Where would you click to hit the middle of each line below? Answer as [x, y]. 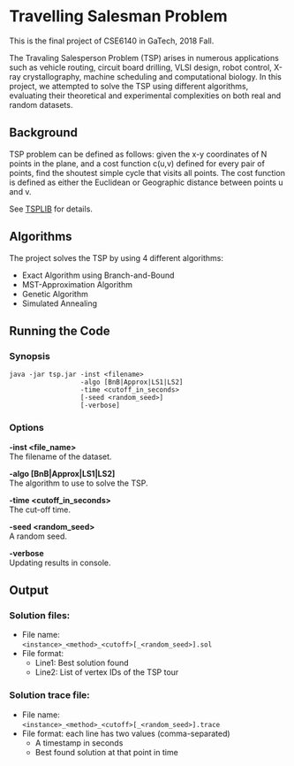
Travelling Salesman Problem [118, 16]
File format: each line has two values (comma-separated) [126, 733]
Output [29, 590]
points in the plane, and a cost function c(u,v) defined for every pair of [137, 163]
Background [43, 133]
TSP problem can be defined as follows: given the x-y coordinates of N [138, 154]
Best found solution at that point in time [106, 752]
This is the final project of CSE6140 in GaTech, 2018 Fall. [112, 41]
